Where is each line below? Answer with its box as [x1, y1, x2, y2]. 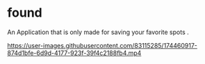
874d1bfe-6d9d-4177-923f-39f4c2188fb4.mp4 [7, 49, 142, 57]
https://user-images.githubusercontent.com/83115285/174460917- [7, 41, 198, 49]
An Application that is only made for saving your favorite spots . [7, 28, 189, 36]
